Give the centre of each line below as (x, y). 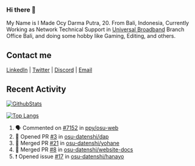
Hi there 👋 (21, 10)
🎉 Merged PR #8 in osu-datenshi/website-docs (74, 150)
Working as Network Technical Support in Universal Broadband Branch (95, 29)
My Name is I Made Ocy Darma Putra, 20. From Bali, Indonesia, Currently (98, 23)
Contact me (29, 55)
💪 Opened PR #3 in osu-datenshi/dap (62, 136)
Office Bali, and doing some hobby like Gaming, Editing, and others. (91, 36)
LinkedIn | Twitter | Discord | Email (49, 70)
